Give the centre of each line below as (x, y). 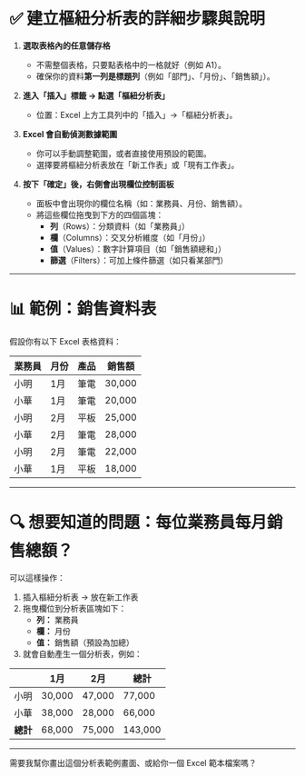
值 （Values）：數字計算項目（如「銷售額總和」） (138, 249)
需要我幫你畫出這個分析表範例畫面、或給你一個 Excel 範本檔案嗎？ (133, 762)
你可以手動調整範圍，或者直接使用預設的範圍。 (123, 153)
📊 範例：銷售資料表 (83, 309)
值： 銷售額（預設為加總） (85, 643)
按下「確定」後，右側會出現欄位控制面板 (98, 184)
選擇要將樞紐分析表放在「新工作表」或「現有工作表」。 (138, 164)
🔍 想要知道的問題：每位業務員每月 (138, 523)
